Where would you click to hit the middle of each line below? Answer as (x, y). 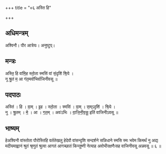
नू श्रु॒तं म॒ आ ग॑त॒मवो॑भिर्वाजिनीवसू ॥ (31, 79)
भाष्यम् (12, 128)
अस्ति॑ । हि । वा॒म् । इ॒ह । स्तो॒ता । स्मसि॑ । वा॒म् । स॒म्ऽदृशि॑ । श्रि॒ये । (60, 107)
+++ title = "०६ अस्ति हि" (28, 8)
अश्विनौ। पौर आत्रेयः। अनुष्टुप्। (30, 45)
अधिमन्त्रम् (17, 33)
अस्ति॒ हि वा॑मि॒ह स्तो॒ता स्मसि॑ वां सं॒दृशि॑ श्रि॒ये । (39, 73)
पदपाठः (13, 95)
